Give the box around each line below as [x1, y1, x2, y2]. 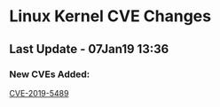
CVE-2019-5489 [9, 88, 69, 98]
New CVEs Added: [9, 68, 90, 80]
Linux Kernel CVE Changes [9, 6, 211, 27]
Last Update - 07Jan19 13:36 [9, 42, 169, 57]
